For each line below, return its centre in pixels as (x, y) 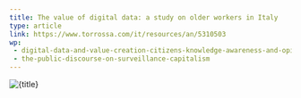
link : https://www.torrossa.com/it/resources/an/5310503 (118, 34)
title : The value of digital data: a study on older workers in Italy (144, 17)
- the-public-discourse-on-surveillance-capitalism (112, 59)
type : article (36, 26)
